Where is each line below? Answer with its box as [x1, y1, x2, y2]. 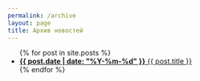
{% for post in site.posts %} [18, 48, 112, 58]
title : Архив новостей [7, 26, 84, 34]
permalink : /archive [7, 11, 77, 20]
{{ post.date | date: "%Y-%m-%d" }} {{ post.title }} [18, 56, 193, 66]
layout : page [7, 19, 51, 27]
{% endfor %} [18, 65, 66, 75]
